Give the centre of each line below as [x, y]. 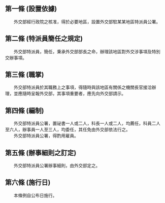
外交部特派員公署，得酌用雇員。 [46, 136]
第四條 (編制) [25, 111]
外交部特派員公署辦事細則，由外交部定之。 [57, 166]
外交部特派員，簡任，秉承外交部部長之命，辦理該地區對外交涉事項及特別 [87, 51]
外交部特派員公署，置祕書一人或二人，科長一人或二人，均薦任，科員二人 [87, 123]
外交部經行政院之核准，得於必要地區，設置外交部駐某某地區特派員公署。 [87, 22]
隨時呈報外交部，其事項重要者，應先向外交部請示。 [74, 94]
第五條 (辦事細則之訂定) [41, 152]
